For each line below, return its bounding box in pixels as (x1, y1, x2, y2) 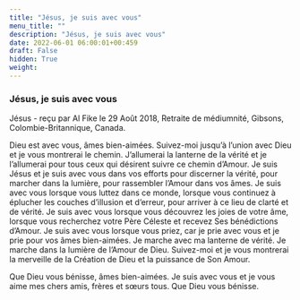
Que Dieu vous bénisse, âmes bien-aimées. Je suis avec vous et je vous (9, 271, 276, 282)
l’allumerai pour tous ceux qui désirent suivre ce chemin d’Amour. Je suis (9, 159, 278, 170)
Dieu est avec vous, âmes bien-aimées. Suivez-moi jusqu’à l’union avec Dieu (9, 140, 293, 150)
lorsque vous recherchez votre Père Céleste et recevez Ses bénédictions (9, 216, 279, 227)
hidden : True (9, 55, 58, 64)
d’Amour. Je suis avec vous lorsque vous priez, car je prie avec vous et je (9, 226, 280, 236)
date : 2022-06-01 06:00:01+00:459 (9, 38, 139, 47)
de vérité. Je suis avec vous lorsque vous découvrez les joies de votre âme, (9, 207, 289, 218)
